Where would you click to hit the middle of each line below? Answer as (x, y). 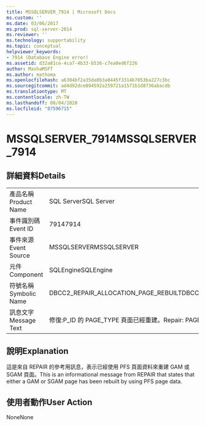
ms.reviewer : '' (27, 35)
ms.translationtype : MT (37, 92)
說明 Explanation (38, 351)
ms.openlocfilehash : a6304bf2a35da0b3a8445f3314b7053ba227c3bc (88, 80)
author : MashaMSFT (30, 69)
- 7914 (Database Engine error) (47, 57)
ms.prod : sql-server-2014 (39, 29)
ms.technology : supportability (46, 40)
